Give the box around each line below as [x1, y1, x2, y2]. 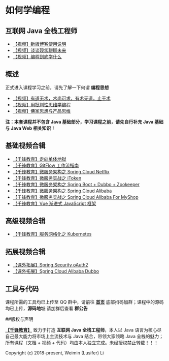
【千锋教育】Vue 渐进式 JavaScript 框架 [12, 200, 96, 206]
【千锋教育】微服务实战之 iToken [12, 175, 82, 181]
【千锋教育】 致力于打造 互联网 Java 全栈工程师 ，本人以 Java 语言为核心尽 [5, 327, 162, 333]
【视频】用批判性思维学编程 [12, 101, 71, 107]
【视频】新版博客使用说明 [12, 41, 66, 47]
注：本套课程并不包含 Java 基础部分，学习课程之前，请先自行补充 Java [5, 118, 154, 125]
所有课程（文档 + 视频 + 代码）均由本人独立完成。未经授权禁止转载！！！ [5, 340, 159, 346]
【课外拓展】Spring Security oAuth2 [12, 262, 89, 268]
